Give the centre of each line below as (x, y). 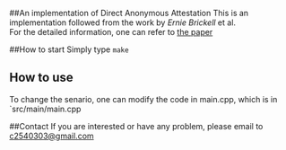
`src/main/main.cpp (45, 109)
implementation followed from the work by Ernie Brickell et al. (122, 22)
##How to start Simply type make (69, 49)
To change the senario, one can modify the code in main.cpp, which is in (143, 99)
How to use (41, 78)
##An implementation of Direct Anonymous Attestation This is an (129, 13)
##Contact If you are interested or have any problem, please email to (136, 126)
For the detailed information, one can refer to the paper (111, 32)
